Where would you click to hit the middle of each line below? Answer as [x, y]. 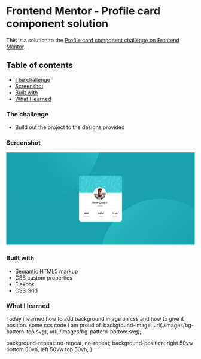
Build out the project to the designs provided [70, 127]
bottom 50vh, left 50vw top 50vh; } [49, 349]
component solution [57, 24]
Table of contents [39, 65]
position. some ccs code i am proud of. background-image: [79, 325]
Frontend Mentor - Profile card [83, 11]
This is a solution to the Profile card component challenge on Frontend [93, 40]
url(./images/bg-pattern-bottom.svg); [96, 332]
